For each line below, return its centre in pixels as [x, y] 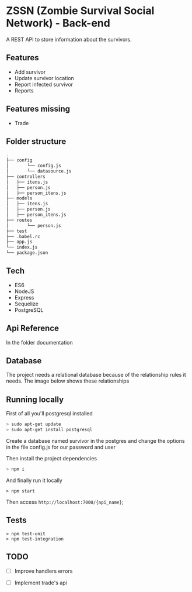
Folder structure [36, 141]
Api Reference [33, 328]
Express [24, 297]
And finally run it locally [34, 480]
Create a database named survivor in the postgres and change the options [95, 441]
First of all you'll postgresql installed [50, 414]
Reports [24, 90]
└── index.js [22, 247]
